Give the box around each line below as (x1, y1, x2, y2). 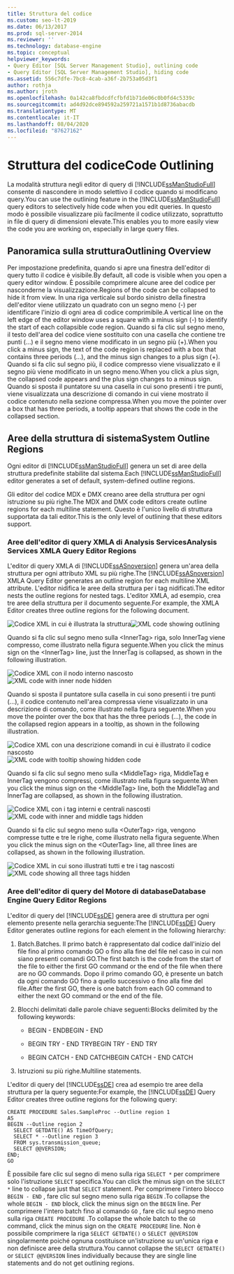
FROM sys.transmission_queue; (13, 1139, 101, 1146)
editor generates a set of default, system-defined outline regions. (7, 476, 196, 485)
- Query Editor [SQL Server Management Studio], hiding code (7, 68, 189, 75)
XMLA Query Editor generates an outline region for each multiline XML (7, 577, 210, 585)
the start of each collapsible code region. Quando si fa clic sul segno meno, (7, 323, 225, 332)
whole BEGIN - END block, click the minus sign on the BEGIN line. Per (7, 1199, 201, 1208)
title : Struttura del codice (7, 10, 92, 17)
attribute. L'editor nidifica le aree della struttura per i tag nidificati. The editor (7, 584, 225, 592)
